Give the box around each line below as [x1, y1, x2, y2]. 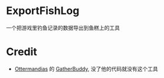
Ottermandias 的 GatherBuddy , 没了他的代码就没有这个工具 [14, 65, 158, 72]
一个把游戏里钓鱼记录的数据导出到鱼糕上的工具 [6, 24, 120, 31]
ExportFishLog [6, 4, 80, 18]
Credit [6, 45, 37, 59]
